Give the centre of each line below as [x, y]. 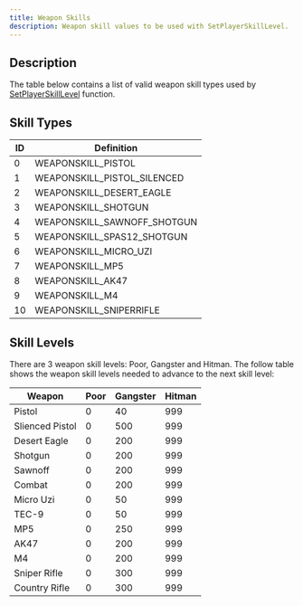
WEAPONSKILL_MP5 [79, 266]
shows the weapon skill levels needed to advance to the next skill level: [142, 374]
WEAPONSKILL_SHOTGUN [92, 207]
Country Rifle [42, 587]
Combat [31, 485]
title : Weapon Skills [50, 18]
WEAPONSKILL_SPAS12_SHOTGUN [111, 237]
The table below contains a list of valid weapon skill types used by [133, 85]
